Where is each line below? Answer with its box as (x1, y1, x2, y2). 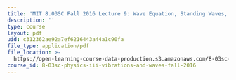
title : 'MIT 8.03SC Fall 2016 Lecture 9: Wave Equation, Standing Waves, (7, 10, 228, 17)
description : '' (7, 17, 55, 24)
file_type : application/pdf (7, 42, 90, 49)
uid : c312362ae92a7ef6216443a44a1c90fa (7, 36, 124, 43)
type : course (7, 23, 46, 30)
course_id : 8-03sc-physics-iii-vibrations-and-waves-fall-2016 (7, 62, 197, 69)
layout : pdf (7, 29, 42, 37)
